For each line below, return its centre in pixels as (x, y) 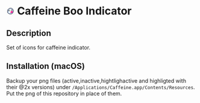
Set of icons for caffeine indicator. (48, 47)
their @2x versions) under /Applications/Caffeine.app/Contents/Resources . (101, 87)
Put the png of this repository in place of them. (64, 93)
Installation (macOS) (46, 66)
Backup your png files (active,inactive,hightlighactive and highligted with (96, 81)
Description (29, 33)
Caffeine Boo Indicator (74, 11)
